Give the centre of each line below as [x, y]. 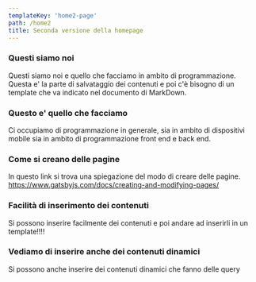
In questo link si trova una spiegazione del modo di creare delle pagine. [124, 176]
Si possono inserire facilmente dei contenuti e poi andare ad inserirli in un [128, 222]
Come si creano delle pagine [64, 159]
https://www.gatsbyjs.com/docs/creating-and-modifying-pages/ [114, 185]
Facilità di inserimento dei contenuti [78, 206]
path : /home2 [30, 23]
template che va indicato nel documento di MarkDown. [97, 92]
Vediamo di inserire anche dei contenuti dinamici [104, 252]
